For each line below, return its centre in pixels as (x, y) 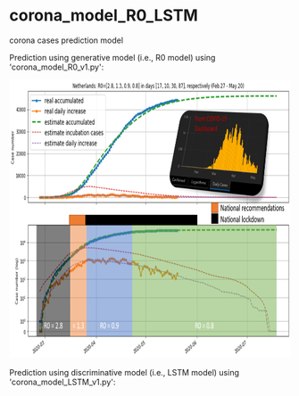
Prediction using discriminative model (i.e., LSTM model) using (124, 372)
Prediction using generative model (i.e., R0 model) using (112, 57)
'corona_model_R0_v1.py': (57, 67)
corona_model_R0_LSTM (104, 16)
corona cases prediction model (66, 40)
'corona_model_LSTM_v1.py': (62, 382)
